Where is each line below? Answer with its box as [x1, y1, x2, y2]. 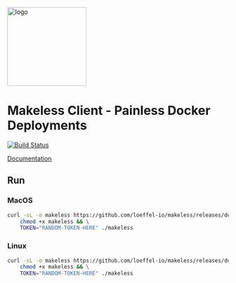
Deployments [7, 118, 88, 134]
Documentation [7, 154, 52, 163]
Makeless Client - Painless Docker [7, 103, 211, 118]
